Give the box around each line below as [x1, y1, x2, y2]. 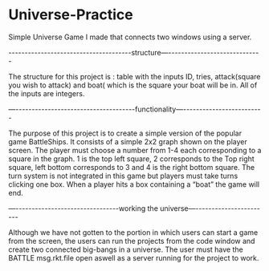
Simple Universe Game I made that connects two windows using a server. [8, 32, 252, 42]
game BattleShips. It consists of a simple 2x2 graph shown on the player [8, 136, 247, 146]
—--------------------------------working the [8, 203, 159, 213]
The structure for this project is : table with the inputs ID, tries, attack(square [8, 71, 261, 81]
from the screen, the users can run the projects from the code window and [8, 236, 255, 245]
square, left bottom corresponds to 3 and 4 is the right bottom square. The [8, 162, 255, 172]
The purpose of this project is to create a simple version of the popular [8, 128, 243, 138]
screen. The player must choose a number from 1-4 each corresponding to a [8, 145, 262, 155]
